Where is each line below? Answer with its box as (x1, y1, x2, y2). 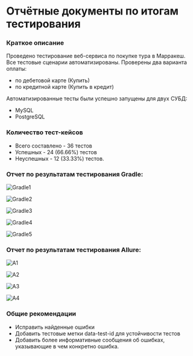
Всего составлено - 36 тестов (14, 142, 92, 149)
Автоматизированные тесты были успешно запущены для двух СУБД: (6, 95, 188, 102)
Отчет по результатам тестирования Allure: (6, 246, 142, 254)
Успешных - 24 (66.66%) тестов (14, 148, 98, 155)
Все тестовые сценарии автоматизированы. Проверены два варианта (6, 59, 187, 66)
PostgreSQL (14, 113, 45, 120)
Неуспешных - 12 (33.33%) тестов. (14, 155, 104, 162)
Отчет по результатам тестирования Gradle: (6, 170, 144, 178)
